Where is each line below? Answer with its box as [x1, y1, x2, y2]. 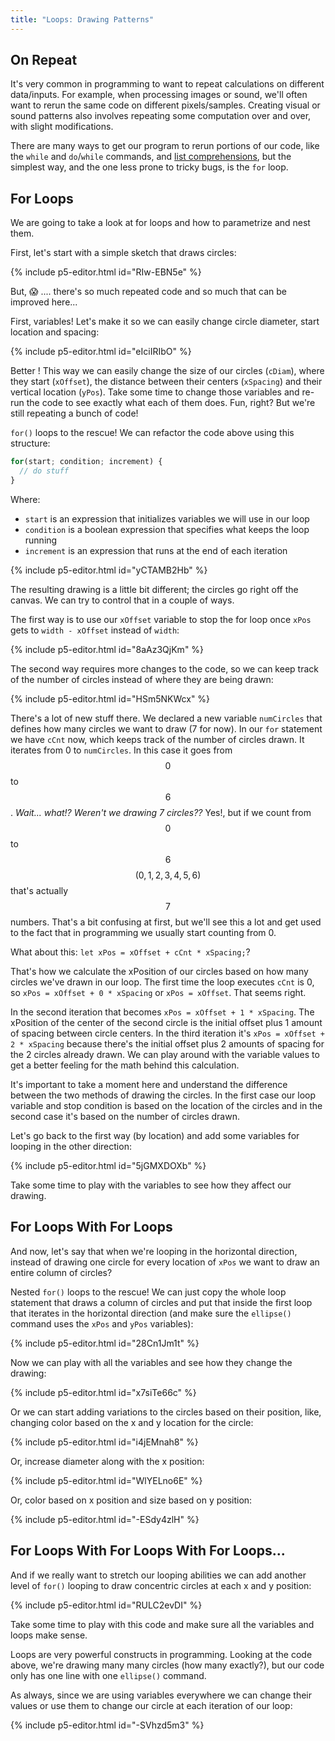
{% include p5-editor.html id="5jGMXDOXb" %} [10, 1159, 207, 1171]
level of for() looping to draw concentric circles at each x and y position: [10, 1579, 312, 1591]
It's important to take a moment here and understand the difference [10, 1078, 288, 1090]
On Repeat [10, 52, 78, 69]
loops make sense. [10, 1629, 88, 1641]
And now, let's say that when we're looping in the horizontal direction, [10, 1245, 298, 1257]
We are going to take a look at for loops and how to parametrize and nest [10, 217, 311, 229]
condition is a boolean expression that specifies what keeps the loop [24, 523, 310, 535]
